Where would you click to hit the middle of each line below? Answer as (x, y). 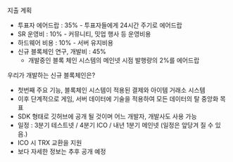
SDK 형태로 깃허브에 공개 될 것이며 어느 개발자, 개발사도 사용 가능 (107, 116)
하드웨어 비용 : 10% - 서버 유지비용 (65, 43)
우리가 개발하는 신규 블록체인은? (51, 75)
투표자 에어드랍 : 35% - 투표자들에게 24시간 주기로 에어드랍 (100, 25)
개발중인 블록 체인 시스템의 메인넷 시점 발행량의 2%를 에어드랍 (114, 60)
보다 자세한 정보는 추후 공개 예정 (62, 151)
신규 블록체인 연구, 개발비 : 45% (62, 52)
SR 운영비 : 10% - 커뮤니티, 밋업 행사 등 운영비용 (84, 34)
